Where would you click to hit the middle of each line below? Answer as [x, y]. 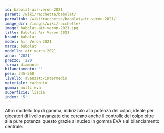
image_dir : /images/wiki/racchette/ [43, 23]
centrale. [14, 127]
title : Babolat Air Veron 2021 [37, 33]
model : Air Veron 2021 [28, 42]
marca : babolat [21, 46]
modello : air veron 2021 [31, 51]
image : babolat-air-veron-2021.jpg [42, 28]
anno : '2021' [19, 55]
